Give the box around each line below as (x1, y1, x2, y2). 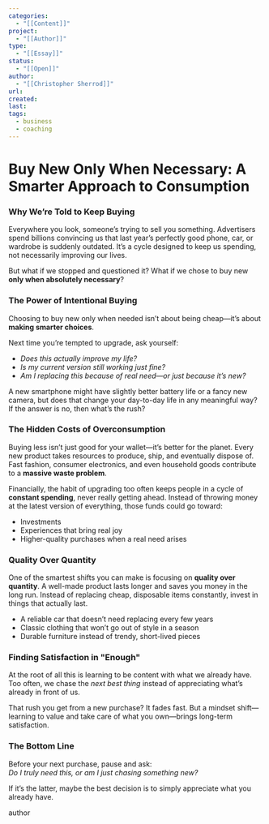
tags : (8, 110, 27, 118)
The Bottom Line (8, 740, 75, 752)
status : (8, 58, 35, 66)
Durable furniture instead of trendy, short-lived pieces (19, 632, 201, 642)
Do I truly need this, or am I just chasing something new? (8, 767, 199, 777)
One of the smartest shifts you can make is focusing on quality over (8, 573, 236, 582)
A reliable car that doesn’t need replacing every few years (19, 614, 214, 624)
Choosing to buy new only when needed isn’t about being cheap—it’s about (8, 313, 262, 323)
